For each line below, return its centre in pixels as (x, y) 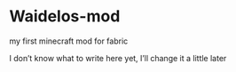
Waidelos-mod (65, 16)
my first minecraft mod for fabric (69, 41)
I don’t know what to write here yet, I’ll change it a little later (118, 58)
